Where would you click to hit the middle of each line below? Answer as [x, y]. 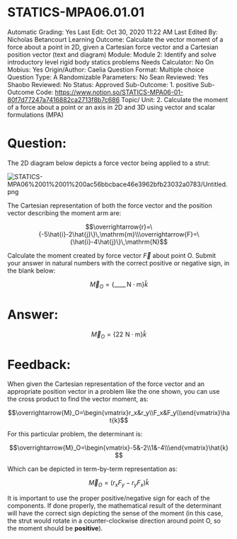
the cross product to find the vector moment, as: [78, 399]
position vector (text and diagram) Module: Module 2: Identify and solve [112, 55]
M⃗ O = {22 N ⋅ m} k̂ [119, 335]
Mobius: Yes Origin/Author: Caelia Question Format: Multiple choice [106, 69]
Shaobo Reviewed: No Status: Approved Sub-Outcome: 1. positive [103, 84]
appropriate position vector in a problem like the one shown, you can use [114, 392]
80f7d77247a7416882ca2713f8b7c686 [64, 99]
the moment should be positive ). [55, 528]
